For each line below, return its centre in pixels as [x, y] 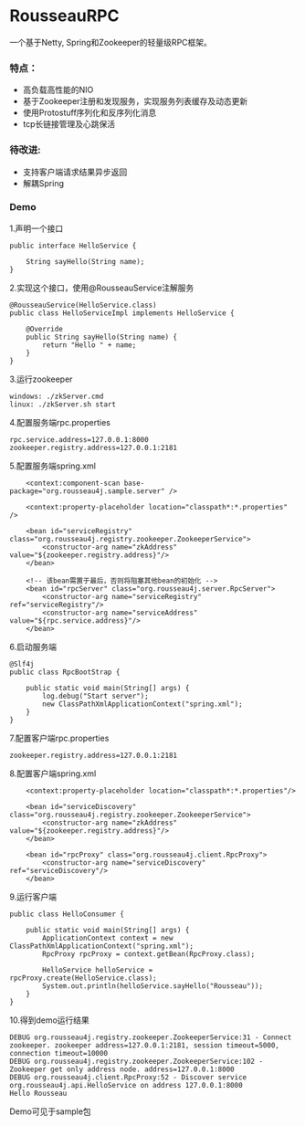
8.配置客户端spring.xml [53, 773]
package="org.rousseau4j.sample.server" [88, 491]
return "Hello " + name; [89, 345]
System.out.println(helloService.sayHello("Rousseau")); [152, 986]
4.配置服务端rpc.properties [60, 422]
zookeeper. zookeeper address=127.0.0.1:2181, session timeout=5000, [145, 1045]
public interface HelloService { [73, 246]
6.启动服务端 [33, 647]
